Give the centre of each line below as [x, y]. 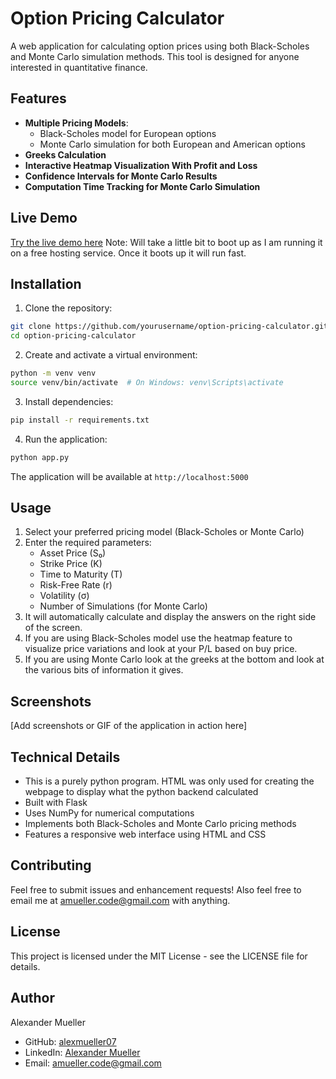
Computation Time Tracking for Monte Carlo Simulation [142, 186]
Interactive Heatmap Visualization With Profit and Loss [141, 165]
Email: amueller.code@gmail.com [93, 1063]
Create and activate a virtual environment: [111, 355]
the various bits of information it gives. [104, 670]
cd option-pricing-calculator [73, 336]
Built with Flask [56, 803]
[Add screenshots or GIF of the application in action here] [129, 726]
